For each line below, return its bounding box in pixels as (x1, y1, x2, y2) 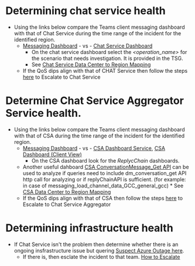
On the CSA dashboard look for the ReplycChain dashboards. (31, 157, 180, 164)
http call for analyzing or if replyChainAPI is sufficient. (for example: (22, 176, 186, 183)
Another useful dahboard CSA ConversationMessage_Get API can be (22, 163, 189, 170)
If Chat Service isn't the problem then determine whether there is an (13, 241, 179, 248)
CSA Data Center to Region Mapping (22, 188, 111, 195)
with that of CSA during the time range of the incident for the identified (13, 132, 185, 139)
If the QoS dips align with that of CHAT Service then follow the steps (22, 67, 188, 74)
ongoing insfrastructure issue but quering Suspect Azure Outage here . (13, 247, 184, 254)
